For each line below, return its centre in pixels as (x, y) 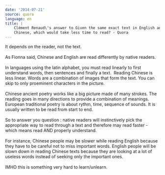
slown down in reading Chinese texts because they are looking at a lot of (79, 151)
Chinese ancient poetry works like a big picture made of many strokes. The (81, 94)
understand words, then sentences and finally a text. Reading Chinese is (79, 73)
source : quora (20, 14)
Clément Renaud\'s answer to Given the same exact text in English (84, 28)
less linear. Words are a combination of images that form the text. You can (80, 78)
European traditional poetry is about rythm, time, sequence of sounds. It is (80, 104)
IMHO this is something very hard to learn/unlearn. (56, 167)
